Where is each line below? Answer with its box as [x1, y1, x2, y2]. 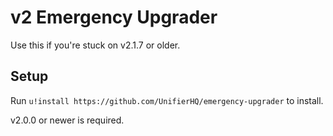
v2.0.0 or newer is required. [10, 114, 125, 126]
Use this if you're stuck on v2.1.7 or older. [10, 39, 181, 51]
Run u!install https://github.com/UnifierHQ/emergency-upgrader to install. [10, 94, 324, 106]
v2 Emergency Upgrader [10, 6, 218, 29]
